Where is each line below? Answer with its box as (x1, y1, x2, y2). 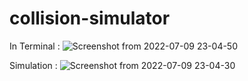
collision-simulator (9, 7, 171, 30)
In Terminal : (9, 40, 61, 52)
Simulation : (9, 59, 58, 71)
